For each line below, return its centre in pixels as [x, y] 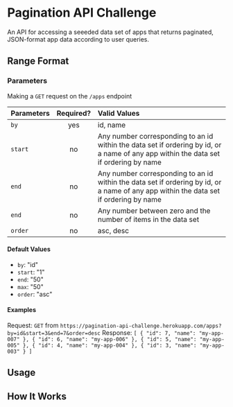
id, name [112, 125]
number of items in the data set [148, 219]
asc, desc [113, 230]
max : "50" [30, 286]
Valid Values [119, 113]
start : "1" [31, 272]
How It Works [37, 396]
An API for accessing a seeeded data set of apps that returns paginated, [110, 32]
